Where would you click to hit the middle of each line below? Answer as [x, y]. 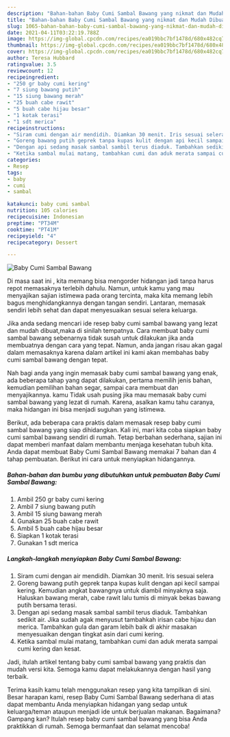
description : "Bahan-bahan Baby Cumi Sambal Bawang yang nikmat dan [107, 13]
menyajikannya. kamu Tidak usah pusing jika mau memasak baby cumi [107, 395]
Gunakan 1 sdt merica [48, 543]
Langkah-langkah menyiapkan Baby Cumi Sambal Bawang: [94, 558]
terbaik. [18, 677]
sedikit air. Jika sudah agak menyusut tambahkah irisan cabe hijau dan [116, 620]
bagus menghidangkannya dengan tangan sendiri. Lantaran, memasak [106, 303]
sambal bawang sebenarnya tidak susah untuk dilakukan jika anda [100, 338]
